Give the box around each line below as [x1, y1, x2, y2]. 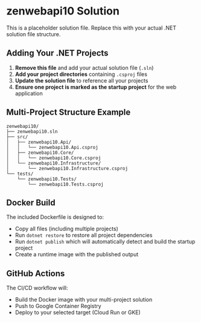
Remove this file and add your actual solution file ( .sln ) [14, 64, 154, 71]
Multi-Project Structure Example [6, 107, 131, 118]
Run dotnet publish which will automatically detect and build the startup [14, 238, 196, 245]
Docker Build [6, 197, 56, 207]
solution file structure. [6, 30, 61, 37]
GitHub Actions [6, 268, 65, 279]
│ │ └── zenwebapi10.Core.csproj [6, 155, 101, 161]
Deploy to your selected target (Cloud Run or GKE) [14, 309, 141, 316]
